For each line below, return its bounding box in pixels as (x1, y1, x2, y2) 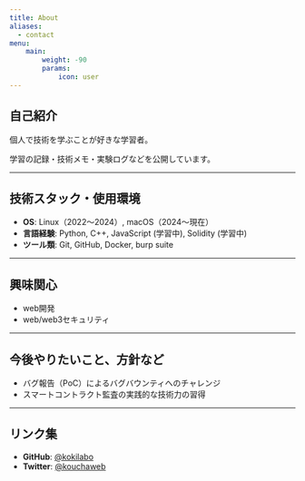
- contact (17, 30, 54, 39)
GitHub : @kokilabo (22, 451, 93, 462)
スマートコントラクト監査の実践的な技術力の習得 (22, 389, 206, 399)
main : (25, 47, 47, 56)
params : (42, 64, 71, 74)
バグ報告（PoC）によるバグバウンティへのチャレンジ (22, 378, 221, 388)
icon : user (57, 73, 100, 82)
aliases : (9, 22, 43, 31)
